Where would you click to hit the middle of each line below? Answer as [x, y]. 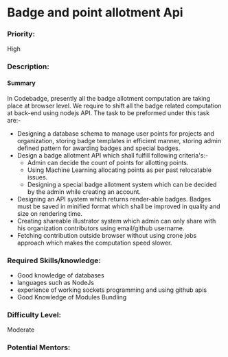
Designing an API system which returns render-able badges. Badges [114, 199]
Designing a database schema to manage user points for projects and [116, 133]
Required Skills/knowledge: [54, 260]
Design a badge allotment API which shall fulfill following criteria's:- [112, 155]
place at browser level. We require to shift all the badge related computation [114, 106]
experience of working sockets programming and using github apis [112, 290]
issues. [37, 177]
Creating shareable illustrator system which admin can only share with [116, 221]
